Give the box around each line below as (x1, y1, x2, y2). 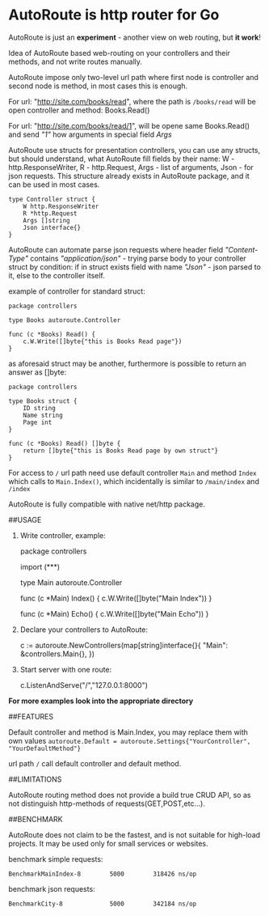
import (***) (19, 562, 61, 571)
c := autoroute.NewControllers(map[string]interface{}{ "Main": (19, 640, 229, 650)
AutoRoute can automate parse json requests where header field (8, 244, 224, 254)
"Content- (225, 244, 258, 254)
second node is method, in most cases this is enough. (8, 81, 188, 91)
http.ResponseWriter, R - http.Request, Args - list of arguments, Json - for (8, 162, 254, 172)
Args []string (23, 216, 70, 224)
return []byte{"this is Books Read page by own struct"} (23, 447, 219, 455)
